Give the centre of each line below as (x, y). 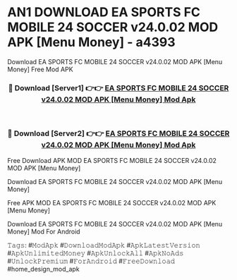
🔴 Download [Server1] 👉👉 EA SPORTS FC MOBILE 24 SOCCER (119, 87)
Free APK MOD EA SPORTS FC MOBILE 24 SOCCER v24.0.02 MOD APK (112, 202)
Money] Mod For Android (44, 231)
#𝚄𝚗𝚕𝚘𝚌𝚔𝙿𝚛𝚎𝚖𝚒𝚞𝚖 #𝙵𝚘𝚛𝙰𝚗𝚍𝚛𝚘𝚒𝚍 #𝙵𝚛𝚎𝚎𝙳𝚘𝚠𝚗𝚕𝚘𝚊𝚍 (91, 261)
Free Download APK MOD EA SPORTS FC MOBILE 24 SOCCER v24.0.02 (112, 160)
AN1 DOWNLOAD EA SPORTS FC (104, 12)
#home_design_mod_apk (43, 269)
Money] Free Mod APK (40, 69)
